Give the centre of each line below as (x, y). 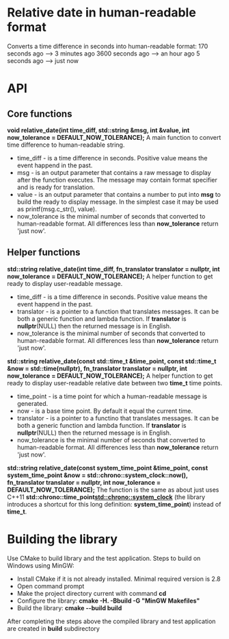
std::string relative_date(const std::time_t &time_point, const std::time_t (112, 361)
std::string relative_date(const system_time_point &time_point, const (108, 468)
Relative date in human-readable (102, 13)
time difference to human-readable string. (66, 145)
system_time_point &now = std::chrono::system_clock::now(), (97, 475)
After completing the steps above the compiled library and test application (111, 621)
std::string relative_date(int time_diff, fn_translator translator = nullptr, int (113, 269)
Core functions (40, 113)
